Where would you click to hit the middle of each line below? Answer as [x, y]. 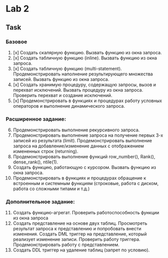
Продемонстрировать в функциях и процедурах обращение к [79, 178]
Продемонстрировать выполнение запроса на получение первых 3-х [88, 135]
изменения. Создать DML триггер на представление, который [80, 234]
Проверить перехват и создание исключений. [63, 95]
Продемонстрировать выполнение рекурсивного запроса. [76, 130]
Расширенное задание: [36, 119]
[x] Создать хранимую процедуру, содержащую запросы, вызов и [85, 84]
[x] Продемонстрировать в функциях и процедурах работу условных [88, 101]
